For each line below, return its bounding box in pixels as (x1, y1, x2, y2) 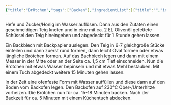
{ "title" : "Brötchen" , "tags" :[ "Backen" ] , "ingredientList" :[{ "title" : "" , (5, 7, 160, 13)
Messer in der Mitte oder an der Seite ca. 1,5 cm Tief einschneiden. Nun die (5, 58, 164, 64)
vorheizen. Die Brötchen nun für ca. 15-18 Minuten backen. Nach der (5, 89, 149, 95)
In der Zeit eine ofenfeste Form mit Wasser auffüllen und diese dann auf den (5, 79, 165, 85)
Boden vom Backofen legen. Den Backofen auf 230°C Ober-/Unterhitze (5, 84, 155, 90)
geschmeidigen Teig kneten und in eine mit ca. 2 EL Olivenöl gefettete (5, 26, 152, 33)
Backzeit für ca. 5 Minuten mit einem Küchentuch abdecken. (5, 95, 132, 101)
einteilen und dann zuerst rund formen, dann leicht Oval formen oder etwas (5, 47, 164, 53)
